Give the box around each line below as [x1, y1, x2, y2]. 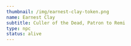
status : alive [6, 31, 42, 37]
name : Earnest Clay [6, 14, 56, 20]
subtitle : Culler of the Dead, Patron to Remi [6, 20, 126, 26]
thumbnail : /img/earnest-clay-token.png [6, 8, 110, 15]
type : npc [6, 25, 31, 32]
